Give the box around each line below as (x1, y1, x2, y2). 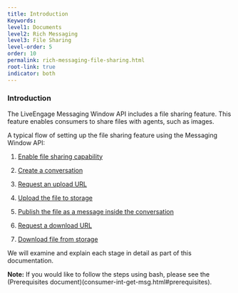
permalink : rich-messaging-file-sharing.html (7, 57, 145, 64)
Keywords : (7, 17, 37, 24)
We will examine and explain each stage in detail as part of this (7, 248, 192, 257)
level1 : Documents (7, 23, 62, 31)
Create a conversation (17, 166, 83, 174)
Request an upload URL (17, 179, 88, 188)
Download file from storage (17, 235, 98, 243)
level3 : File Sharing (7, 37, 72, 44)
